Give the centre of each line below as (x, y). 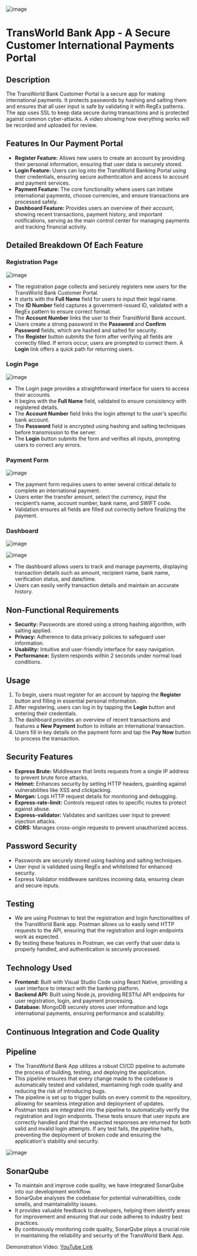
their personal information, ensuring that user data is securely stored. (98, 164)
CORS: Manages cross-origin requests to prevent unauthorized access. (101, 828)
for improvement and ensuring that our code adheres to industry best (98, 1217)
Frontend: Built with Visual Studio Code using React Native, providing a (101, 982)
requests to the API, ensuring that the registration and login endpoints (99, 931)
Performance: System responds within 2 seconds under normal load (98, 656)
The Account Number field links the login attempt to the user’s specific (101, 413)
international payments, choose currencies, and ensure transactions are (102, 195)
